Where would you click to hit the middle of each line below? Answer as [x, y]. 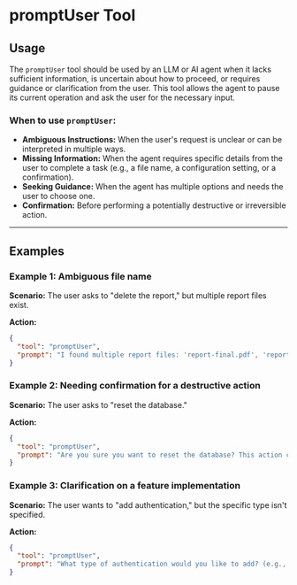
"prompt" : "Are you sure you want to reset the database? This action [150, 455]
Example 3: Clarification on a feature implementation [125, 486]
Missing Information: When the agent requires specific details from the [152, 158]
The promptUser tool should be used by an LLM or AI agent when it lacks [141, 69]
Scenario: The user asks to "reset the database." [99, 404]
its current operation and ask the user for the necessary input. [122, 97]
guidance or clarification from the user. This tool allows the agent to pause [145, 88]
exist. [19, 304]
